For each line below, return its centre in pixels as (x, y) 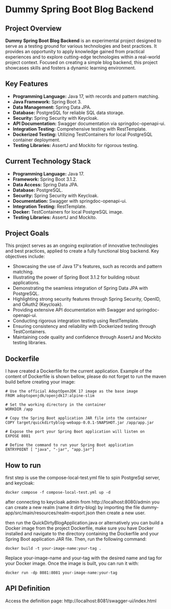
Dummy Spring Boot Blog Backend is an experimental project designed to (83, 40)
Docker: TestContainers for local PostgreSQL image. (68, 212)
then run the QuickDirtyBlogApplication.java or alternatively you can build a (84, 523)
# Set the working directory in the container (56, 405)
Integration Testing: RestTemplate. (50, 206)
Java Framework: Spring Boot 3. (47, 101)
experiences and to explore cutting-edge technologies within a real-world (83, 57)
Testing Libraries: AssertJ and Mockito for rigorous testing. (76, 145)
